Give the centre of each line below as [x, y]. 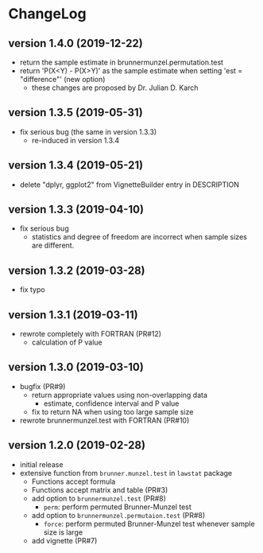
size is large [63, 532]
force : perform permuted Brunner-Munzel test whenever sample [149, 524]
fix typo [32, 290]
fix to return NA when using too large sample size [112, 411]
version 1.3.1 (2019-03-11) [73, 315]
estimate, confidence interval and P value [111, 403]
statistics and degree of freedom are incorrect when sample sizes [139, 237]
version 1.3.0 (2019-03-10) [76, 367]
